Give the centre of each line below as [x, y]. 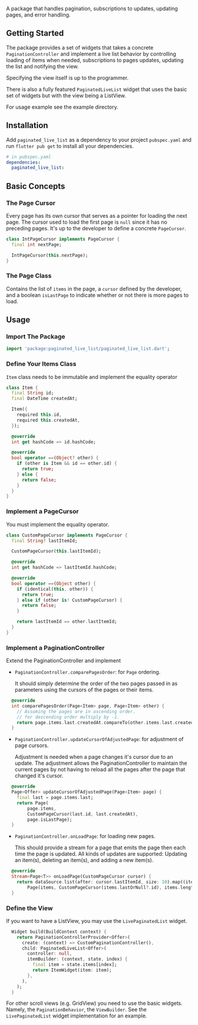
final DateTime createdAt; [44, 399]
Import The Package [36, 337]
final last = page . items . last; [55, 798]
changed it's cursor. [39, 776]
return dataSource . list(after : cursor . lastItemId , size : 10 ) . [95, 882]
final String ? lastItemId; [44, 541]
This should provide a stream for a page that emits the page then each [100, 848]
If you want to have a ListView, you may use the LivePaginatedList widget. [97, 921]
